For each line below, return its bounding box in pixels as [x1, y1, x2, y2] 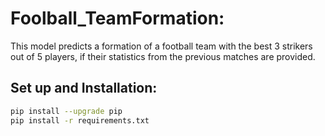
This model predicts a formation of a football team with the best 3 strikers [10, 40, 313, 52]
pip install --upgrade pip [10, 106, 123, 116]
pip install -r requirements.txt [10, 115, 150, 126]
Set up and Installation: [10, 80, 158, 97]
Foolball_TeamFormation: [10, 7, 225, 30]
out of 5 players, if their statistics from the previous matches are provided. [10, 50, 316, 62]
